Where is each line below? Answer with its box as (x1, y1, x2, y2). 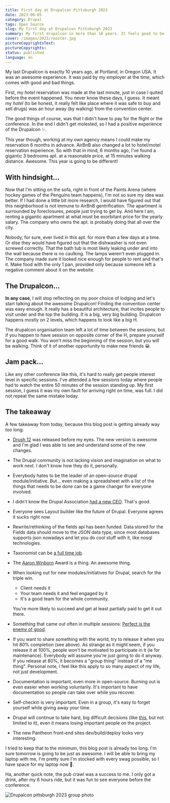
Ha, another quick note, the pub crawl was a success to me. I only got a (5, 771, 155, 777)
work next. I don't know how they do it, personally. (12, 462, 118, 469)
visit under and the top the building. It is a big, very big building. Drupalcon (5, 311, 161, 317)
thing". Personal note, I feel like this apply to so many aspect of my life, (12, 663, 161, 669)
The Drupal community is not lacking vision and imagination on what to (12, 457, 161, 463)
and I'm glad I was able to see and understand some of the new (12, 442, 146, 448)
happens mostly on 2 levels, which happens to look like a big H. (5, 317, 138, 323)
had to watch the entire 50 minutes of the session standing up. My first (5, 382, 153, 388)
